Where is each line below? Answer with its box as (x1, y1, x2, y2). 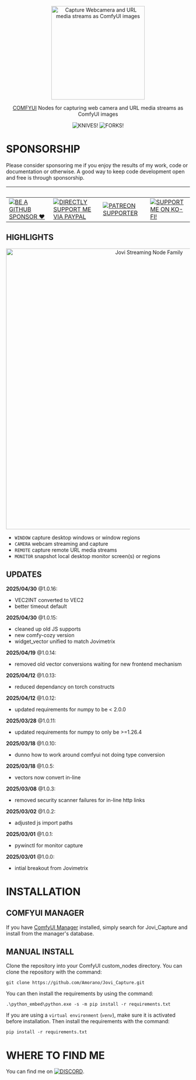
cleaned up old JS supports (14, 625, 81, 632)
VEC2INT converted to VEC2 (14, 596, 84, 603)
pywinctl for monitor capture (14, 842, 83, 849)
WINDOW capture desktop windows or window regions (14, 534, 141, 541)
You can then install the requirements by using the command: (6, 990, 153, 997)
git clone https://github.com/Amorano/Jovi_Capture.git (6, 980, 145, 986)
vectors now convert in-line (14, 773, 81, 780)
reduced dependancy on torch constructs (14, 683, 115, 690)
